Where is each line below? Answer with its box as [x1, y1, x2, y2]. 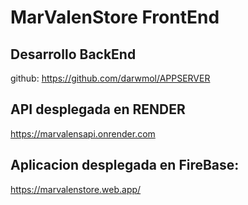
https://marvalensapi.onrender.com [10, 127, 156, 140]
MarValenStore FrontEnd [10, 6, 220, 29]
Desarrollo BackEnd [10, 46, 137, 63]
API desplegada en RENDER [10, 101, 186, 118]
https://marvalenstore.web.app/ [10, 183, 142, 195]
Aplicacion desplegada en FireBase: [10, 157, 240, 174]
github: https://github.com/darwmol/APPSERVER [10, 72, 211, 84]
